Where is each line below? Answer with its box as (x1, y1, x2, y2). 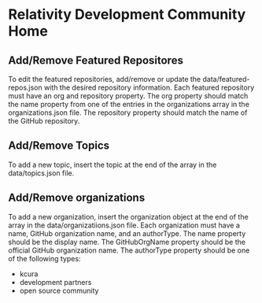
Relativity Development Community (8, 6, 246, 24)
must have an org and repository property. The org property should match (8, 91, 249, 100)
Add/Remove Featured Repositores (8, 54, 183, 67)
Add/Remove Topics (8, 139, 110, 153)
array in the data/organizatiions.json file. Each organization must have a (8, 220, 240, 230)
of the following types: (8, 253, 81, 263)
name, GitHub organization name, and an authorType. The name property (8, 228, 246, 238)
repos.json (8, 83, 43, 92)
